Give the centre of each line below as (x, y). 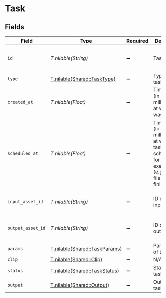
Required (138, 41)
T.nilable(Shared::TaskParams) (86, 249)
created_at (20, 102)
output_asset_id (27, 228)
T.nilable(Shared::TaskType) (83, 79)
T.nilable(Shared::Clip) (76, 260)
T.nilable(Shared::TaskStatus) (85, 271)
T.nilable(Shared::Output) (80, 285)
